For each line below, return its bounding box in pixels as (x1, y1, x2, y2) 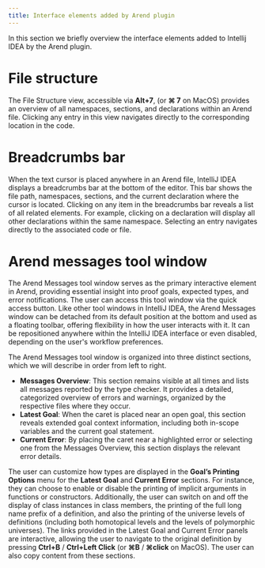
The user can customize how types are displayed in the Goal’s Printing (8, 467, 240, 476)
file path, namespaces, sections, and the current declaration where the (8, 191, 240, 201)
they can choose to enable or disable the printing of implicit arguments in (8, 483, 247, 494)
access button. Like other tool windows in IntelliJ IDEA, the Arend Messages (8, 303, 256, 313)
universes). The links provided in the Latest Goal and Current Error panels (8, 526, 248, 536)
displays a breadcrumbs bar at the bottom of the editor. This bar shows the (8, 182, 252, 192)
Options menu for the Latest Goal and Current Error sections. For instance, (8, 476, 255, 485)
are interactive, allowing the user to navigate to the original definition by (8, 534, 242, 544)
